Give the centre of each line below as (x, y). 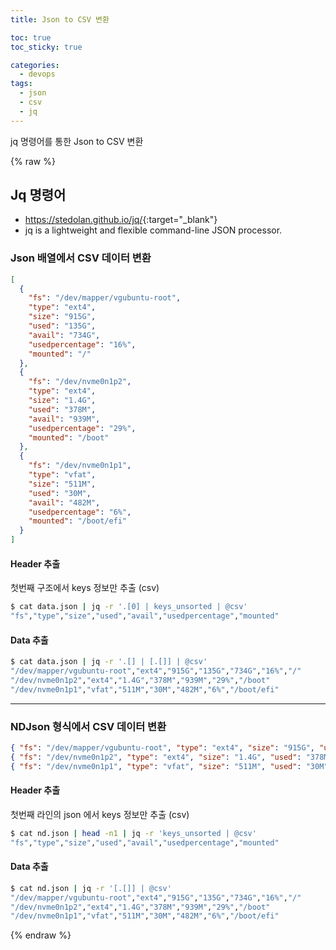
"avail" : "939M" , (64, 419)
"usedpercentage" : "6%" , (80, 512)
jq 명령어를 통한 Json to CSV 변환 (77, 141)
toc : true (31, 37)
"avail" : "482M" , (64, 502)
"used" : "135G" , (62, 326)
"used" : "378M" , (62, 409)
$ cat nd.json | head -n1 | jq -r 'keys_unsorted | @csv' (133, 833)
